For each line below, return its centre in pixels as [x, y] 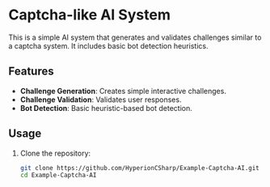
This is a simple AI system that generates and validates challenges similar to [135, 37]
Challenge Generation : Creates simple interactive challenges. [123, 91]
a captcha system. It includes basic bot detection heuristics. [108, 45]
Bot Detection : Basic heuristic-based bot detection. [106, 108]
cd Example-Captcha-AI [58, 176]
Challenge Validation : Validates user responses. [101, 100]
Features [31, 72]
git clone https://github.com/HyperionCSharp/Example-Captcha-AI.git [140, 168]
